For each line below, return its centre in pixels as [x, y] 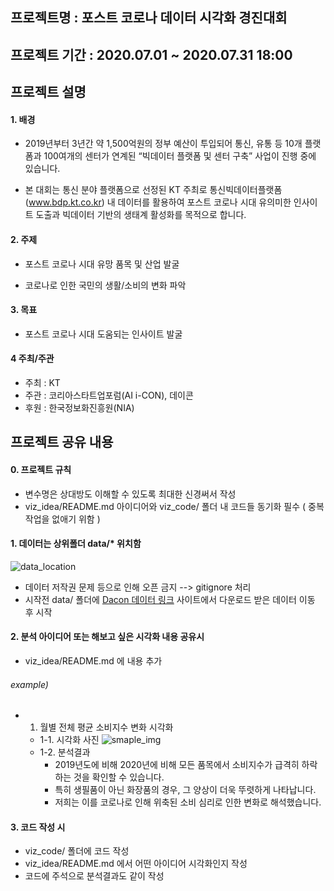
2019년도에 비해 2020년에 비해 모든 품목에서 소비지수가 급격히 [177, 765]
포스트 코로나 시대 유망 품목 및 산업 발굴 [102, 264]
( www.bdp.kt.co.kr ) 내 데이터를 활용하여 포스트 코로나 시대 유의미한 [158, 202]
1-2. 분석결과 [65, 752]
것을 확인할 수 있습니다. [119, 777]
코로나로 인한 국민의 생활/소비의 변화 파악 [105, 285]
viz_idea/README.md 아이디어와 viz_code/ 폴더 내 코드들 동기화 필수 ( [165, 506]
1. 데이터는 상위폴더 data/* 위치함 [76, 544]
